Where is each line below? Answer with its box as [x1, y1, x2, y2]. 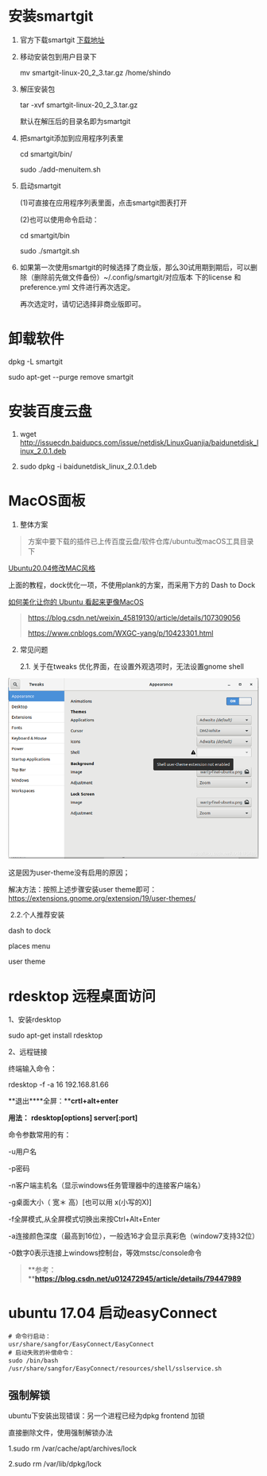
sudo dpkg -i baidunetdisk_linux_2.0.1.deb [19, 462, 157, 471]
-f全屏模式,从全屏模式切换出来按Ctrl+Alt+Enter [8, 1215, 161, 1224]
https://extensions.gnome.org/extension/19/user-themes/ [8, 894, 196, 903]
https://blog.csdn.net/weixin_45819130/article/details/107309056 [27, 612, 241, 622]
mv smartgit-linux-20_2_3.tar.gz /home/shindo [19, 68, 171, 77]
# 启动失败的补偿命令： [8, 1349, 75, 1357]
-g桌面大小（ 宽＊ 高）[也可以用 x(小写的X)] [8, 1197, 153, 1207]
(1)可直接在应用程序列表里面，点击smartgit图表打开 [19, 198, 188, 207]
